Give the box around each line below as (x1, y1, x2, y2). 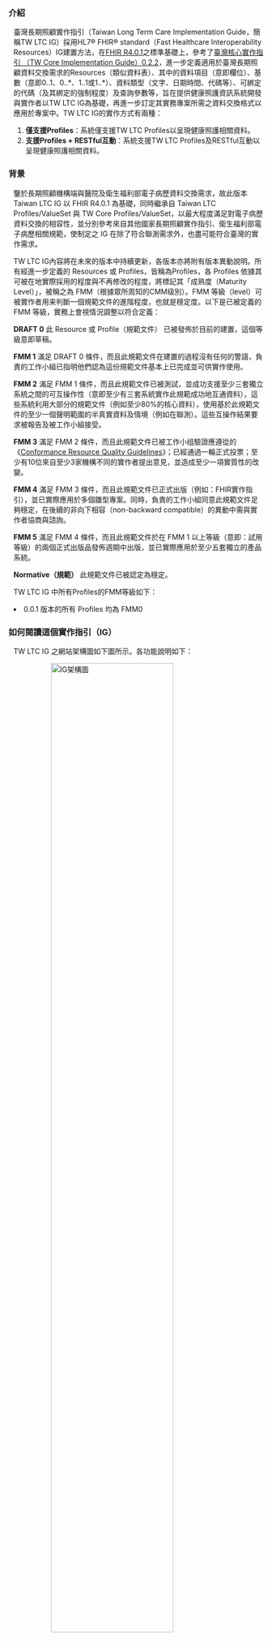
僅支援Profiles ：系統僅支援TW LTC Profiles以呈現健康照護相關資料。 (25, 126, 255, 136)
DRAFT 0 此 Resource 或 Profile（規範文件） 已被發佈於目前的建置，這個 (13, 324, 257, 334)
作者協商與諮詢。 (13, 515, 70, 524)
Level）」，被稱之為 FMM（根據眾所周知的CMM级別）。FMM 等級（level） (13, 286, 255, 296)
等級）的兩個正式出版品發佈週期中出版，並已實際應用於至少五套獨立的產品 (13, 542, 261, 552)
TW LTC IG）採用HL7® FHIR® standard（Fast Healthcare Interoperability (19, 37, 261, 47)
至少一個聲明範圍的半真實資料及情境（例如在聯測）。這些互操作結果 (27, 409, 251, 419)
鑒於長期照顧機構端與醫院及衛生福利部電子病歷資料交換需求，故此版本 (13, 188, 248, 198)
